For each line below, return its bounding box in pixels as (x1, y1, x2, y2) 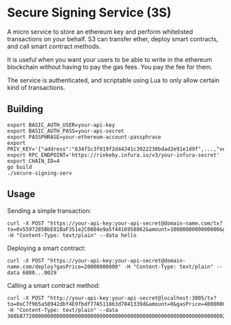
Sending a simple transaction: (7, 206, 91, 214)
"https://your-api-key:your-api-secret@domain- (47, 257, 186, 264)
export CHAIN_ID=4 (7, 157, 60, 164)
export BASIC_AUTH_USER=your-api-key (7, 122, 115, 128)
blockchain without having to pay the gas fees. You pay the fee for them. (7, 63, 213, 71)
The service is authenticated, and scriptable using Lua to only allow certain (7, 76, 220, 84)
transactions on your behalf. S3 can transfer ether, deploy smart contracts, (7, 34, 219, 43)
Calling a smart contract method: (7, 281, 100, 289)
